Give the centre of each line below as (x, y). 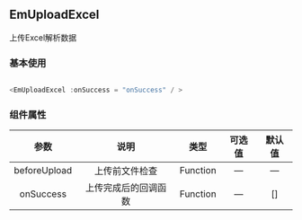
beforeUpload (43, 171)
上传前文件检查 (126, 172)
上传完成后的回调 (121, 188)
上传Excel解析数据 (43, 37)
